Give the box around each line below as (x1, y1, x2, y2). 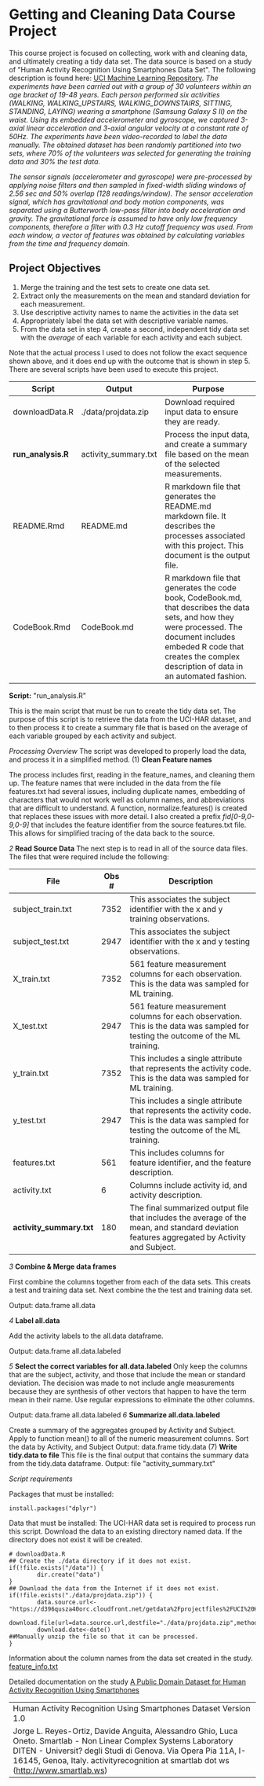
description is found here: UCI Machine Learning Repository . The (9, 73, 219, 83)
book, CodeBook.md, (165, 592, 242, 603)
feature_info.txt (9, 1661, 58, 1671)
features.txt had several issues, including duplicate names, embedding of (9, 786, 246, 796)
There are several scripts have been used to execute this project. (9, 364, 219, 374)
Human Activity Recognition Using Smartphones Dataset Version (13, 1703, 251, 1714)
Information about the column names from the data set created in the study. (9, 1653, 254, 1663)
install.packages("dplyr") (9, 1504, 97, 1512)
